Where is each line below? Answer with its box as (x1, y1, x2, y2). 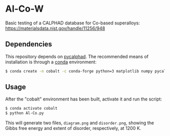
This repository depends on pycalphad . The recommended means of (5, 53, 149, 59)
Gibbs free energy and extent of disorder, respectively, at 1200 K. (5, 125, 142, 131)
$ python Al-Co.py (5, 111, 44, 116)
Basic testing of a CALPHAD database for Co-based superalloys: (5, 20, 140, 26)
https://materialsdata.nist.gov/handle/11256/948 (5, 25, 105, 31)
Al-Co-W (5, 3, 44, 15)
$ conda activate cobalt (5, 106, 58, 111)
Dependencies (5, 40, 52, 49)
